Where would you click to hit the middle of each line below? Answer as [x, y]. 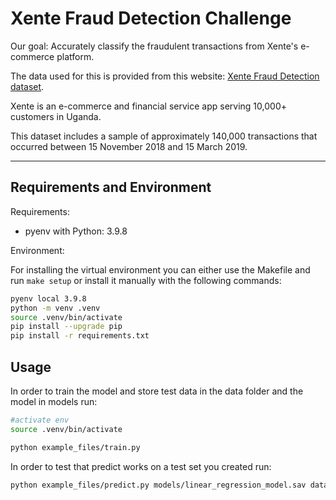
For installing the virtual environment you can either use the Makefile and [160, 269]
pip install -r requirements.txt [80, 336]
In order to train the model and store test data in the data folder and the [157, 391]
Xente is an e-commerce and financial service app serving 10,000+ [148, 106]
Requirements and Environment [111, 187]
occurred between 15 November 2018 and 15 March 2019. [129, 146]
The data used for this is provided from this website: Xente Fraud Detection [165, 76]
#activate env [40, 420]
